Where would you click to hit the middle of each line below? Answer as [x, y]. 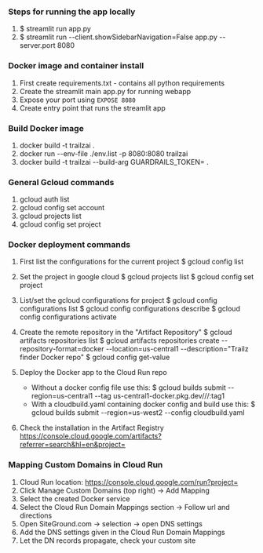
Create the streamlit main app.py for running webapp [105, 91]
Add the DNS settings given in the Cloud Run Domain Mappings [122, 532]
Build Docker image [46, 128]
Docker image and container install [76, 66]
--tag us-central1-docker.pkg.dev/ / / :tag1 [159, 396]
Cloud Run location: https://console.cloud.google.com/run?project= [129, 482]
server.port [38, 45]
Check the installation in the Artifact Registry [92, 428]
